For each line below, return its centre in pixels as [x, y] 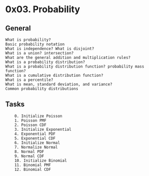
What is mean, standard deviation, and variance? [59, 84]
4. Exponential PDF [35, 134]
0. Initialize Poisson [38, 116]
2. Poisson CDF [31, 125]
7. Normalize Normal [36, 147]
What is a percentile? [29, 80]
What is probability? [28, 40]
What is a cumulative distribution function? [54, 75]
